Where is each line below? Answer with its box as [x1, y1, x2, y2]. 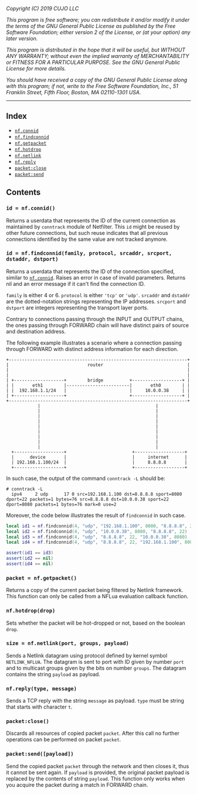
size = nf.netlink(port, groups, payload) [6, 640, 129, 647]
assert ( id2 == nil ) [6, 556, 54, 561]
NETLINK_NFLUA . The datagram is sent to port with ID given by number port [6, 658, 185, 665]
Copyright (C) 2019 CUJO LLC [6, 5, 79, 12]
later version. [6, 35, 38, 42]
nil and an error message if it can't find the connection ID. [6, 280, 145, 287]
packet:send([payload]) [6, 751, 74, 758]
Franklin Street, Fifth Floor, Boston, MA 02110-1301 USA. [6, 89, 141, 96]
